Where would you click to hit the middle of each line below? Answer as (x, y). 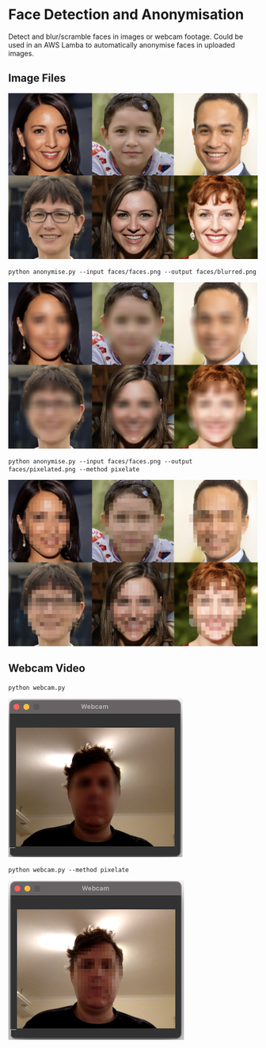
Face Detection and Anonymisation (126, 15)
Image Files (37, 78)
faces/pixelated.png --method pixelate (74, 470)
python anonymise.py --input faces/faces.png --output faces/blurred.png (133, 272)
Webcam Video (47, 668)
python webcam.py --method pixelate (68, 870)
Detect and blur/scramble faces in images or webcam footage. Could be (126, 36)
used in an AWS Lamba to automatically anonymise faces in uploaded (122, 44)
